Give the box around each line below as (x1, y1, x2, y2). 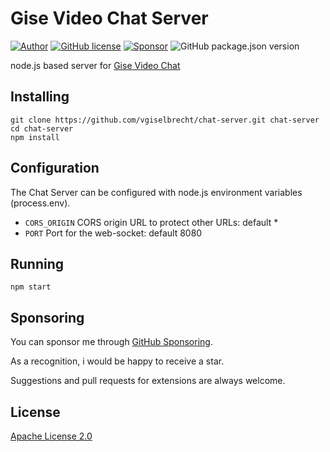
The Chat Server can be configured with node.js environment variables (10, 186, 303, 198)
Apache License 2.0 (10, 430, 93, 442)
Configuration (10, 160, 100, 177)
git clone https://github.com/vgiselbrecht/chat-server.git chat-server (10, 115, 320, 125)
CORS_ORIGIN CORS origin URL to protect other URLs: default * (24, 216, 279, 228)
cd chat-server (10, 123, 74, 134)
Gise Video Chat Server (10, 7, 209, 30)
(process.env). (10, 197, 71, 209)
